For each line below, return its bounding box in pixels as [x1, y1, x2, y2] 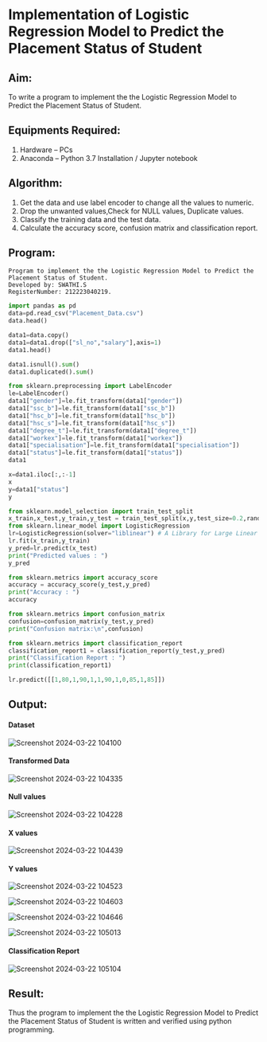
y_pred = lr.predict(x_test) [8, 544, 98, 552]
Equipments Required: [8, 123, 121, 137]
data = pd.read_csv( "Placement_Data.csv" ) [8, 309, 145, 318]
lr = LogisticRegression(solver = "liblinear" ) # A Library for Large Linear [8, 530, 258, 538]
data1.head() [8, 346, 52, 354]
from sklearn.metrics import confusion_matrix [8, 610, 165, 618]
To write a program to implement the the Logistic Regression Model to [8, 92, 237, 101]
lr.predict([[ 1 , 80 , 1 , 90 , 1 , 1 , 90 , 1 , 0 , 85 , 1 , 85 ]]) [8, 676, 165, 684]
